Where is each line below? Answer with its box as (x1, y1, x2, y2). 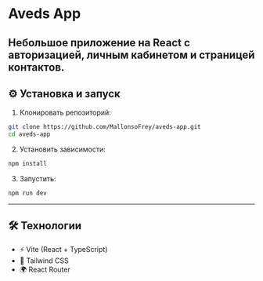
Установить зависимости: (19, 144, 106, 154)
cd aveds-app (8, 130, 51, 138)
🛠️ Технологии (8, 219, 82, 232)
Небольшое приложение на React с (8, 36, 190, 49)
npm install (8, 160, 47, 168)
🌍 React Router (19, 265, 70, 274)
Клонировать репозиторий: (19, 108, 111, 118)
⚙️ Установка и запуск (8, 87, 121, 100)
